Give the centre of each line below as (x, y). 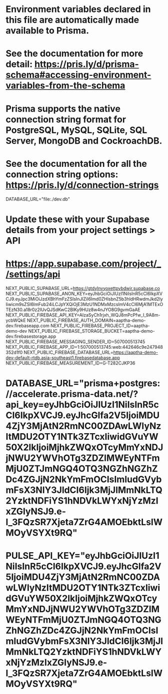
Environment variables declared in (78, 9)
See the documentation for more (74, 54)
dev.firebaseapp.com (27, 326)
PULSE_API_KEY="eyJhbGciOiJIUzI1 (82, 556)
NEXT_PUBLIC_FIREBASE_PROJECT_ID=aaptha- (100, 326)
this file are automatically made (72, 20)
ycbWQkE (16, 320)
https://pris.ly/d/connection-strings (82, 185)
